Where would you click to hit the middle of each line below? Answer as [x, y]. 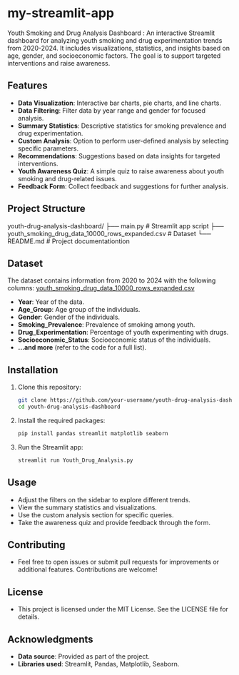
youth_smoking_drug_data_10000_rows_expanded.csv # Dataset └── [110, 233]
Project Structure [46, 209]
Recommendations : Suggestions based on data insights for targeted [119, 156]
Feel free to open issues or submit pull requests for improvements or [118, 562]
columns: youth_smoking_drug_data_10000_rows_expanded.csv [101, 288]
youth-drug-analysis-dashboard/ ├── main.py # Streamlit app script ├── [116, 225]
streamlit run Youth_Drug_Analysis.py [75, 460]
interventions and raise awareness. [59, 63]
